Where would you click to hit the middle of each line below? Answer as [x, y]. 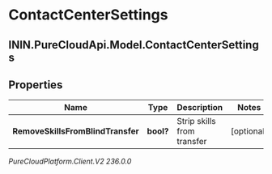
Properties [36, 85]
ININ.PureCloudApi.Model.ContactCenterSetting [134, 45]
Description [200, 108]
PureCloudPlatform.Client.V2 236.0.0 [70, 161]
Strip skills [196, 121]
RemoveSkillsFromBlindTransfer [76, 131]
